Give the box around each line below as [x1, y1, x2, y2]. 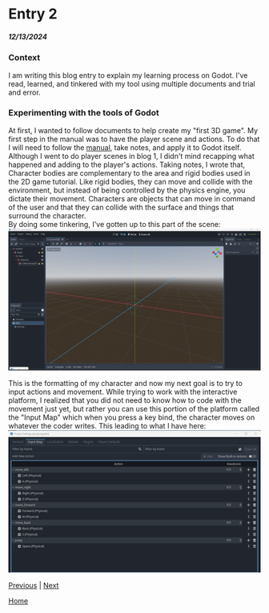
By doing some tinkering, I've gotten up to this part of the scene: [8, 219, 221, 229]
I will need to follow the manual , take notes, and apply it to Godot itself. [8, 142, 242, 152]
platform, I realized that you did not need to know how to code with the [8, 395, 242, 405]
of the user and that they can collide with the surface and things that [8, 202, 235, 212]
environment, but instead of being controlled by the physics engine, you [8, 185, 246, 195]
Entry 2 [8, 5, 58, 23]
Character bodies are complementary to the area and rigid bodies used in [8, 168, 251, 177]
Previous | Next [8, 581, 59, 591]
